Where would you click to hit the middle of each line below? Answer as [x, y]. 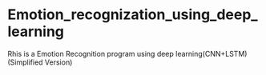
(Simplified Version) [40, 62]
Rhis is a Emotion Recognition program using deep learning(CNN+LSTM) [127, 53]
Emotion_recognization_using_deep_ [133, 15]
